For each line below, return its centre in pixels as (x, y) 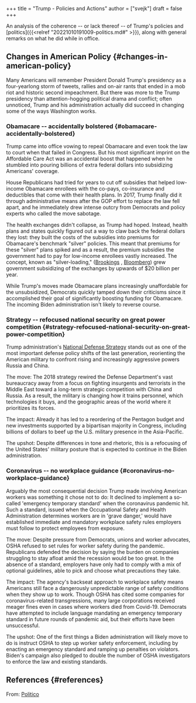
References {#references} (55, 680)
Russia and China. (28, 366)
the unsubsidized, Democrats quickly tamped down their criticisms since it (96, 292)
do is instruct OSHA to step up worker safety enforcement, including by (92, 643)
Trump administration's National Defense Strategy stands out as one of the (96, 347)
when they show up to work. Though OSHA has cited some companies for (95, 594)
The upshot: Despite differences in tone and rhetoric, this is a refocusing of (97, 443)
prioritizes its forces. (31, 408)
